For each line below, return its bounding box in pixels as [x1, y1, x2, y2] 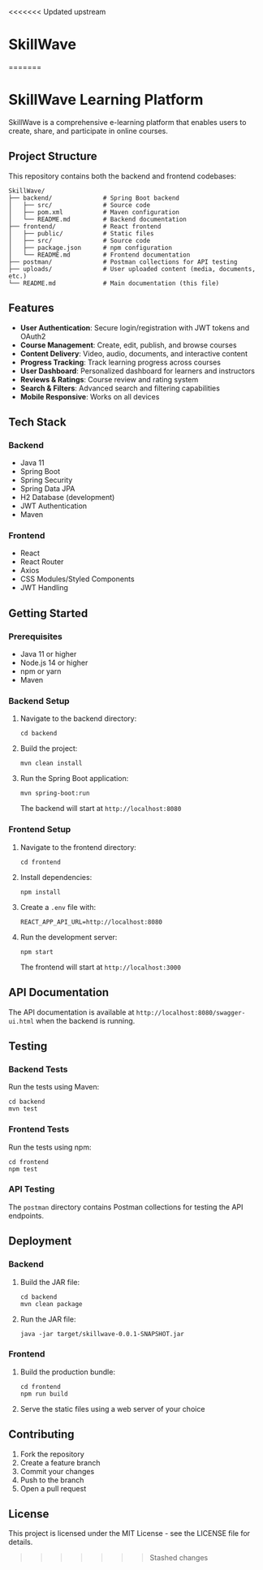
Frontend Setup [8, 824, 71, 835]
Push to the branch [19, 1475, 84, 1485]
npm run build [19, 1390, 68, 1398]
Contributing [8, 1428, 75, 1442]
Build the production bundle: [19, 1367, 116, 1377]
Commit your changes [19, 1466, 95, 1476]
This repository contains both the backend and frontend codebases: [8, 170, 237, 181]
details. [8, 1538, 33, 1547]
